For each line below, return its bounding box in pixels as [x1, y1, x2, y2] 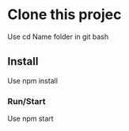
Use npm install [7, 75, 59, 85]
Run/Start [7, 95, 46, 106]
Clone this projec [7, 6, 122, 24]
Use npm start [7, 114, 54, 124]
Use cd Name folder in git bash [7, 32, 109, 41]
